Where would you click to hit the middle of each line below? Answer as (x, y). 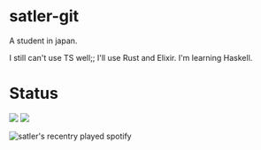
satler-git (44, 16)
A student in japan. (43, 41)
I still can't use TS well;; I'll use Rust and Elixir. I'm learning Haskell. (131, 57)
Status (34, 94)
